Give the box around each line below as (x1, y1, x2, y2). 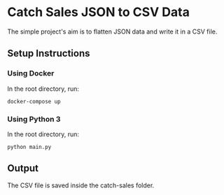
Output (7, 162, 38, 175)
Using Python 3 (7, 114, 61, 124)
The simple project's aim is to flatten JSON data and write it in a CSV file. (7, 27, 218, 36)
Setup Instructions (7, 48, 90, 59)
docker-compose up (7, 98, 61, 105)
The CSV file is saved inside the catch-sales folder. (7, 181, 155, 189)
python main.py (7, 143, 52, 150)
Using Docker (7, 68, 55, 78)
